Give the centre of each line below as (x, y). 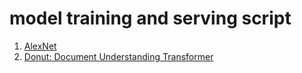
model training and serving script (150, 18)
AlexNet (40, 46)
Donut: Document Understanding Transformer (118, 56)
